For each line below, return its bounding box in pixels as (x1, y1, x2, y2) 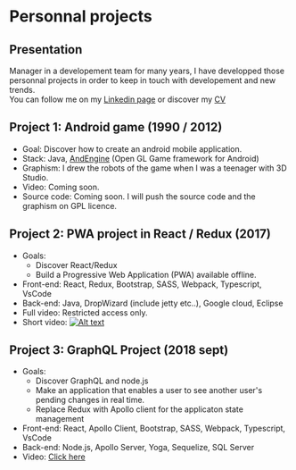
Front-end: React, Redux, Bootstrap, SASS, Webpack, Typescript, (21, 279, 262, 290)
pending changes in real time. (35, 395, 145, 406)
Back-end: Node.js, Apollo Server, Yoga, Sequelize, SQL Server (21, 442, 255, 453)
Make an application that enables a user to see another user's (35, 385, 263, 396)
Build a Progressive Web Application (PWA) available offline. (35, 269, 257, 280)
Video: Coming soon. (21, 181, 100, 192)
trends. (9, 85, 36, 95)
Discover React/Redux (35, 259, 118, 270)
